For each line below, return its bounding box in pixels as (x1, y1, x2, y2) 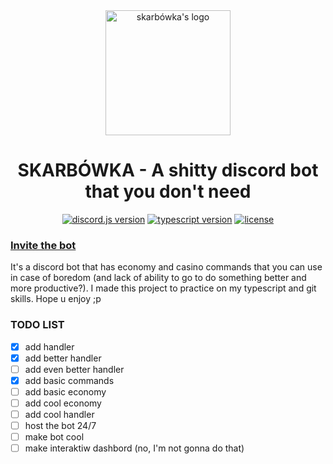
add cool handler (24, 408, 95, 420)
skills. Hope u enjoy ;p (10, 293, 102, 305)
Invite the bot (10, 238, 77, 252)
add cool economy (24, 397, 102, 409)
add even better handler (24, 363, 125, 375)
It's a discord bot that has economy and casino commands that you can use (10, 261, 323, 273)
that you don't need (84, 180, 252, 203)
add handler (24, 340, 75, 353)
